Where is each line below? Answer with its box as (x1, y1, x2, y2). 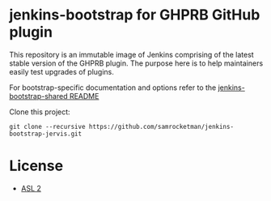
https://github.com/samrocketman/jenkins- (88, 122, 234, 130)
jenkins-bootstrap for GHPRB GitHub (9, 6, 260, 24)
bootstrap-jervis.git (9, 130, 83, 138)
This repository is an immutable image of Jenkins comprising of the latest (9, 49, 254, 59)
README (69, 91, 100, 100)
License (9, 156, 64, 175)
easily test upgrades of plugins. (9, 66, 114, 76)
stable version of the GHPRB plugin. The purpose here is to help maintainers (9, 58, 264, 68)
